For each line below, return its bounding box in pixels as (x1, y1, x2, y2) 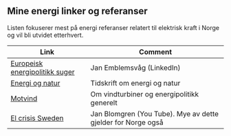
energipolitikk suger (10, 67, 75, 77)
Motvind (10, 94, 38, 103)
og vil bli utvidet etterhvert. (7, 31, 84, 39)
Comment (138, 47, 173, 57)
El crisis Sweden (10, 113, 64, 122)
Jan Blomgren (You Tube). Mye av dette (90, 109, 219, 118)
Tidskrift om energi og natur (90, 78, 181, 87)
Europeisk (10, 58, 43, 68)
